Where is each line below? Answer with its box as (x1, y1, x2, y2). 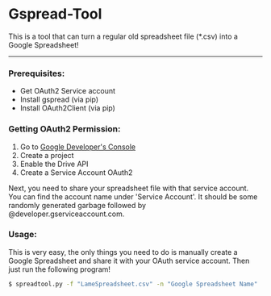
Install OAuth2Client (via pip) (19, 103, 115, 113)
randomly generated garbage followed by (8, 200, 147, 210)
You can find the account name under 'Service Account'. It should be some (8, 191, 258, 202)
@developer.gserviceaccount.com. (8, 209, 125, 219)
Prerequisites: (8, 68, 65, 79)
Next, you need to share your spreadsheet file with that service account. (8, 183, 249, 193)
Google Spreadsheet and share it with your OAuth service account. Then (8, 256, 250, 265)
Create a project (19, 150, 74, 160)
